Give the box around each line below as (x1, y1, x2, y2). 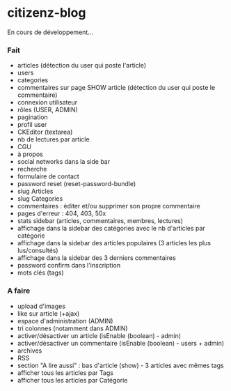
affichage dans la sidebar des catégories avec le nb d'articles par (17, 224, 205, 233)
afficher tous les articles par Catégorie (17, 376, 128, 384)
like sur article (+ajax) (17, 309, 80, 318)
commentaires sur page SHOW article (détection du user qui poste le (17, 84, 216, 92)
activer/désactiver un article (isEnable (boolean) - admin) (17, 331, 182, 339)
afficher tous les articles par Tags (17, 368, 113, 377)
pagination (17, 113, 49, 121)
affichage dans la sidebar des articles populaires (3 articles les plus (17, 239, 211, 247)
